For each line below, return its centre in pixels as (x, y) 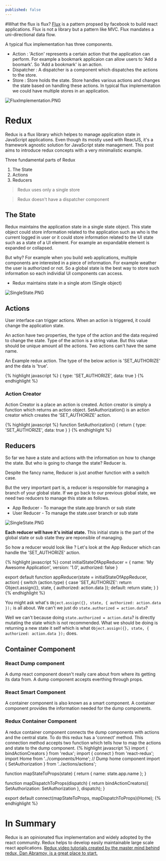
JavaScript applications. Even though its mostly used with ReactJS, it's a (79, 139)
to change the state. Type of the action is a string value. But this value (76, 341)
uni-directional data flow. (30, 34)
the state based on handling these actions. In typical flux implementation (86, 86)
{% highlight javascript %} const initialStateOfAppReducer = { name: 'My (79, 562)
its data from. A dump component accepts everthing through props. (74, 679)
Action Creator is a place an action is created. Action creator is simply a (78, 405)
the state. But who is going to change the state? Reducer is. (66, 463)
